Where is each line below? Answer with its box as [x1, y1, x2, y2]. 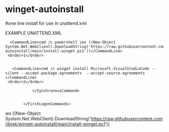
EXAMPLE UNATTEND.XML [5, 30, 62, 36]
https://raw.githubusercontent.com [91, 115, 163, 121]
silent [5, 71, 19, 76]
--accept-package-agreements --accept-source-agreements [21, 71, 145, 76]
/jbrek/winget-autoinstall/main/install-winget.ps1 [5, 121, 106, 127]
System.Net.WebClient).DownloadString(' [5, 115, 92, 121]
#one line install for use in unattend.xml [5, 20, 87, 26]
